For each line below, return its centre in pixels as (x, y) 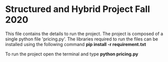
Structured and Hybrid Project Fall (78, 9)
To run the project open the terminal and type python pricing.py (72, 54)
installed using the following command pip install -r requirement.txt (76, 44)
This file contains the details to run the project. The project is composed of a (84, 33)
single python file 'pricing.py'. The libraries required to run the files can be (82, 39)
